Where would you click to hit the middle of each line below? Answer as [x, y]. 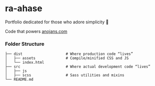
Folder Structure [25, 44]
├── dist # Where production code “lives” [69, 54]
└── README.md [19, 80]
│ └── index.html [25, 63]
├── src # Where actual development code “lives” [78, 67]
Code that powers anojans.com [36, 31]
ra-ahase [24, 9]
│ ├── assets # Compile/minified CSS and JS [67, 58]
